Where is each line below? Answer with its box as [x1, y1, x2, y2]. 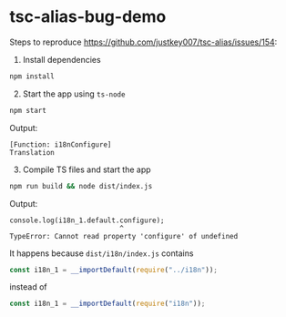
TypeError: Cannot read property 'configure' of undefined [9, 231, 239, 240]
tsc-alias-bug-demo [9, 6, 167, 27]
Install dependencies [22, 54, 102, 65]
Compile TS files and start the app [22, 164, 152, 175]
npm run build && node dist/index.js [9, 181, 153, 190]
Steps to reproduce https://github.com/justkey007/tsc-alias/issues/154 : [9, 36, 278, 47]
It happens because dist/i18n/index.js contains [9, 248, 194, 259]
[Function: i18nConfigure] [9, 139, 112, 149]
